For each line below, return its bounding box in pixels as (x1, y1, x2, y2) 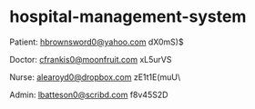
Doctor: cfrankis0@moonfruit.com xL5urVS (9, 54, 172, 64)
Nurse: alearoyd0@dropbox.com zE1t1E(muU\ (9, 71, 181, 83)
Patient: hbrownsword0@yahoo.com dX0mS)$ (9, 36, 184, 47)
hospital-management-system (9, 6, 247, 27)
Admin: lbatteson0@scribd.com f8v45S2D (9, 89, 168, 100)
